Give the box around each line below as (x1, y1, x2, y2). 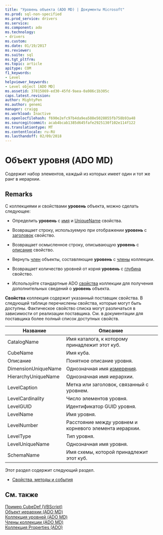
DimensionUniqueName (7, 365, 62, 372)
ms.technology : (5, 30, 36, 35)
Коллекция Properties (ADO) (5, 524, 63, 530)
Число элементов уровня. (66, 395, 128, 402)
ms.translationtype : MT (5, 125, 53, 129)
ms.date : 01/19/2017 (5, 43, 47, 48)
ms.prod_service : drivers (5, 16, 57, 21)
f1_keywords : (5, 71, 32, 75)
